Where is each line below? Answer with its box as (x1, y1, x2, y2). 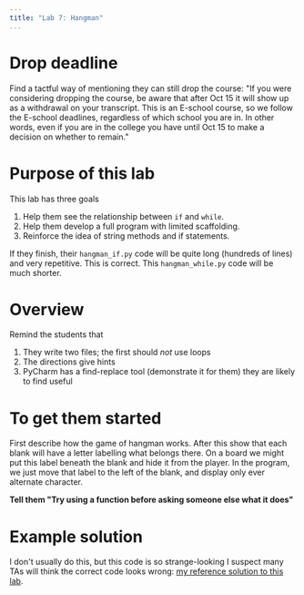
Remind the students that (9, 329, 104, 340)
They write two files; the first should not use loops (22, 347, 211, 358)
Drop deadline (9, 52, 118, 73)
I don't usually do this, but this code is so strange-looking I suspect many (9, 557, 284, 568)
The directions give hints (22, 356, 116, 367)
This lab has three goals (9, 193, 100, 204)
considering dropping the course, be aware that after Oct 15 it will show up (9, 92, 289, 103)
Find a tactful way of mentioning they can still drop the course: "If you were (9, 83, 292, 94)
